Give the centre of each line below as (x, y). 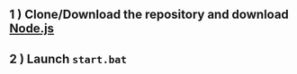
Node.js (32, 29)
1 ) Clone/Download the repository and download (149, 15)
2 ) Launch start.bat (68, 58)
